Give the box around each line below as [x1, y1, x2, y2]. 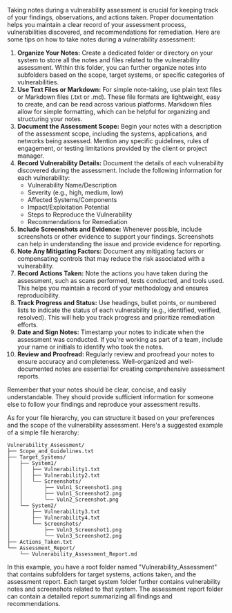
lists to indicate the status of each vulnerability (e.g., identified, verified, [17, 306, 222, 314]
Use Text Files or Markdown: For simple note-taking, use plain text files [17, 86, 222, 93]
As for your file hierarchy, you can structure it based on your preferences [7, 414, 215, 421]
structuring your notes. [17, 115, 83, 123]
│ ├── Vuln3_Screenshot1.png [7, 527, 122, 533]
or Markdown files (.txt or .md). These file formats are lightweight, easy [17, 93, 220, 101]
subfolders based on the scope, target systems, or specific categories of [17, 71, 225, 79]
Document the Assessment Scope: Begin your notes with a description [17, 122, 222, 130]
